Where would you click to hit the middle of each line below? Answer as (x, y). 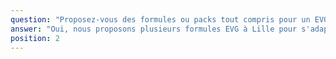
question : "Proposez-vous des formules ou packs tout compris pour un (160, 19)
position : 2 (35, 38)
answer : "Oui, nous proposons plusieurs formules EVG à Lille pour (154, 29)
